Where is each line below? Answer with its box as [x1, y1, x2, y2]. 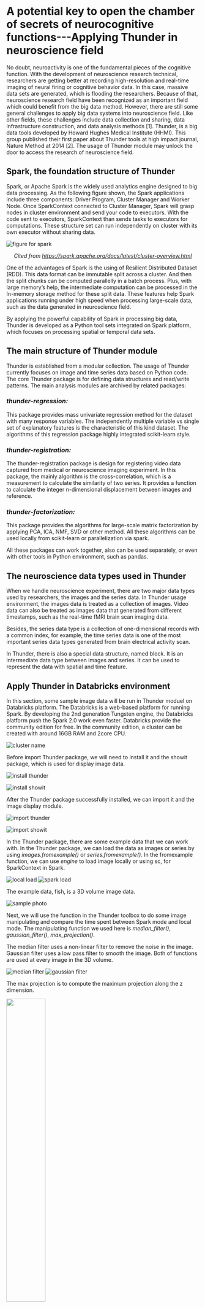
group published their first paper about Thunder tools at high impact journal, [6, 135, 199, 142]
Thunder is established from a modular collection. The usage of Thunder [6, 362, 190, 370]
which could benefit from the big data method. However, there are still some [6, 103, 198, 110]
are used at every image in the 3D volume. [6, 956, 113, 964]
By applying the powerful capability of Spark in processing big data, [6, 315, 178, 322]
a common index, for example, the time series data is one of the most [6, 632, 181, 639]
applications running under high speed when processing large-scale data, [6, 296, 193, 304]
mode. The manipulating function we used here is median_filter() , [6, 925, 171, 932]
